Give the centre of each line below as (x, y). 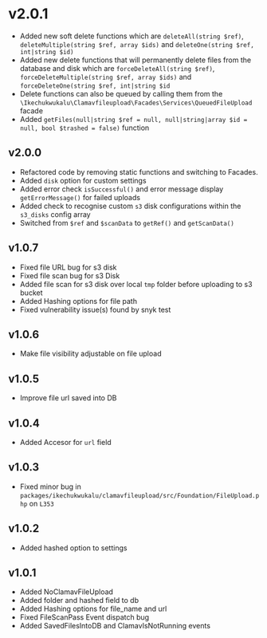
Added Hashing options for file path (79, 301)
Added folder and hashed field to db (79, 601)
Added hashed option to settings (73, 548)
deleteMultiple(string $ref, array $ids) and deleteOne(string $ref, (137, 44)
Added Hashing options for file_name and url (93, 609)
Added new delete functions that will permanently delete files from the (135, 60)
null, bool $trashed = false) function (84, 128)
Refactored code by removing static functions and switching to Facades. (139, 171)
